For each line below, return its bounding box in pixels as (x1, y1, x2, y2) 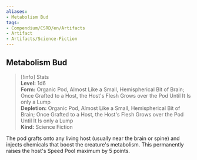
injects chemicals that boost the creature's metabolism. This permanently (6, 141, 184, 148)
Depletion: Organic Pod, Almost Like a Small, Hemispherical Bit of (20, 104, 181, 112)
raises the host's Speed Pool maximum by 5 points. (6, 147, 131, 154)
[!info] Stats (20, 73, 49, 80)
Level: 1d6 (20, 79, 46, 86)
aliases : (6, 8, 28, 15)
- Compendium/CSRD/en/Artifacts (6, 25, 85, 31)
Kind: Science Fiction (20, 123, 74, 130)
